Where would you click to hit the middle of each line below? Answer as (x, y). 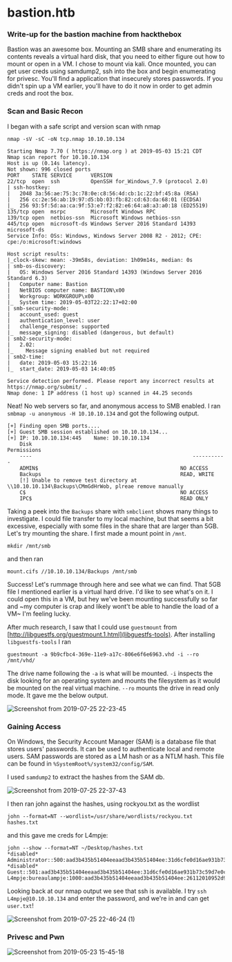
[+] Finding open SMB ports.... (54, 426)
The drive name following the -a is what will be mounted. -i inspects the (110, 673)
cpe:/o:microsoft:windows (44, 242)
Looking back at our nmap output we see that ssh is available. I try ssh (107, 891)
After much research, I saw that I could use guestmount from (92, 627)
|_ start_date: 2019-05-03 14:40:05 (61, 369)
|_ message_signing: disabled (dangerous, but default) (91, 332)
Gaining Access (34, 726)
